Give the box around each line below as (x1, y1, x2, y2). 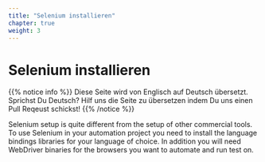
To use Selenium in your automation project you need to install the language (8, 128, 258, 138)
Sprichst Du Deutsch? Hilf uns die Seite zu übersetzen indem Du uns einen (8, 96, 253, 105)
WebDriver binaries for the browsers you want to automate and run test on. (8, 145, 255, 155)
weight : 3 (8, 26, 41, 34)
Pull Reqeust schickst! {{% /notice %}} (8, 105, 135, 114)
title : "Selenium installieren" (8, 11, 115, 20)
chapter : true (8, 19, 56, 27)
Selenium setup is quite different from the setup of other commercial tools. (8, 120, 253, 129)
